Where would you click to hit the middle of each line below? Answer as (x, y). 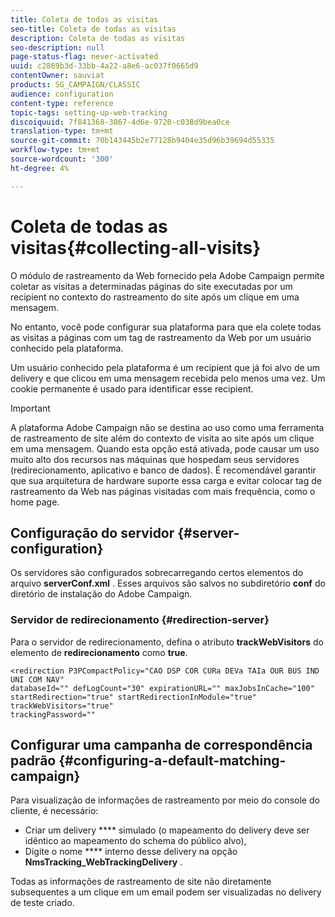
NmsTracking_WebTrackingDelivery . (103, 862)
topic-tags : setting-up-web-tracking (89, 112)
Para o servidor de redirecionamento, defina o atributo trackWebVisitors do (167, 642)
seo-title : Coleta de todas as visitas (93, 29)
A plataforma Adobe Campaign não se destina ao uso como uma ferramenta (167, 427)
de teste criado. (42, 903)
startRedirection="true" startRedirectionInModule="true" (133, 697)
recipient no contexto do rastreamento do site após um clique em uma (155, 297)
